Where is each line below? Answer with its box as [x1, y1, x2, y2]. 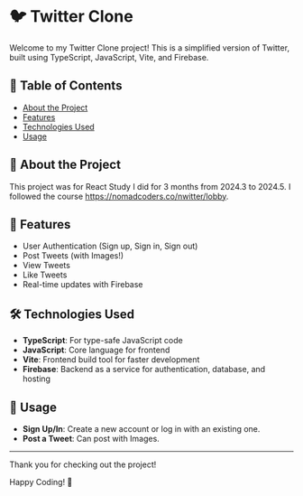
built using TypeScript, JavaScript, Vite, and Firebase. [9, 51, 209, 62]
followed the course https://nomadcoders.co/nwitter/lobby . [9, 191, 229, 201]
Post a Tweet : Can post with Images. [22, 434, 160, 444]
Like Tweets [22, 269, 68, 280]
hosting [22, 373, 51, 384]
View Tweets [22, 260, 70, 271]
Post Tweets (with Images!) [22, 250, 124, 261]
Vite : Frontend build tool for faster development [22, 354, 200, 365]
